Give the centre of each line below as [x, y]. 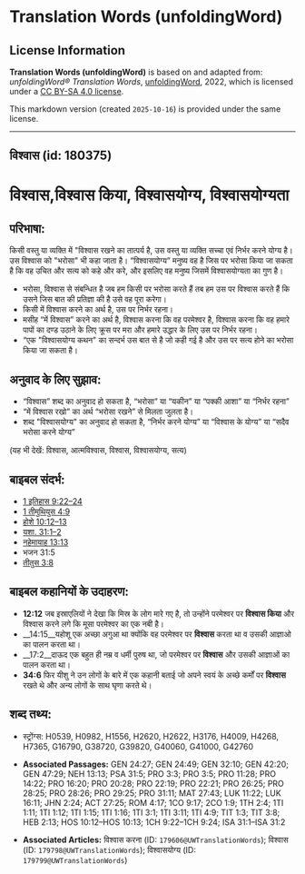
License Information [67, 50]
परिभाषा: [27, 228]
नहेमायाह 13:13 [45, 542]
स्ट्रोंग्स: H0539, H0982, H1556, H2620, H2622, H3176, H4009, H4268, [151, 736]
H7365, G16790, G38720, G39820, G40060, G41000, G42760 [138, 746]
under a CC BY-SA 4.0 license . [67, 91]
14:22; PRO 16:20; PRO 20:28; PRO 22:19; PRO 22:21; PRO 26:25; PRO [153, 783]
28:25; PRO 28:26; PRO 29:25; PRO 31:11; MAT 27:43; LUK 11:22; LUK [152, 793]
